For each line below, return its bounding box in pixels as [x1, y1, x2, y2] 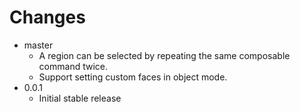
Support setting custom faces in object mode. [38, 71, 228, 83]
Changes [9, 6, 86, 29]
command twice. [38, 60, 108, 72]
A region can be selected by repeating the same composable [38, 49, 291, 61]
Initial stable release [38, 92, 122, 104]
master [23, 39, 54, 51]
